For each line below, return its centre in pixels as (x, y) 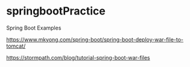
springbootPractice (56, 11)
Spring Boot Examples (34, 28)
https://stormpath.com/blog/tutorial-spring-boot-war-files (78, 57)
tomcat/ (16, 46)
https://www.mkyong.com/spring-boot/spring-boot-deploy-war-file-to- (95, 39)
